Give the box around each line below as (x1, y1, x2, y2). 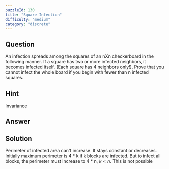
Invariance (5, 103, 27, 109)
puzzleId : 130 (5, 7, 35, 13)
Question (5, 40, 35, 48)
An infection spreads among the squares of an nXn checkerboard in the (5, 53, 154, 59)
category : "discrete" (5, 21, 51, 27)
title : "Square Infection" (5, 12, 62, 17)
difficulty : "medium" (5, 17, 51, 22)
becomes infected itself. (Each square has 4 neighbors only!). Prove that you (5, 64, 164, 70)
